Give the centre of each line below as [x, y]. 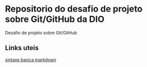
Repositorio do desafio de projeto [74, 9]
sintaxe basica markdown [31, 60]
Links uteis [22, 48]
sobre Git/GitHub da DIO [55, 19]
